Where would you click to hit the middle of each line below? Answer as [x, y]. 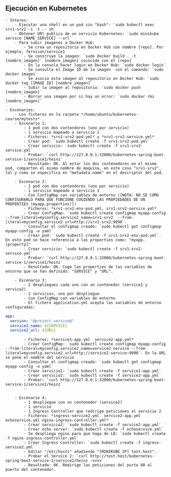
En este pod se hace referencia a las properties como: [66, 240]
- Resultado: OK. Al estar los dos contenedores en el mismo [90, 163]
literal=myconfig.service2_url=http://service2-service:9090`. [74, 353]
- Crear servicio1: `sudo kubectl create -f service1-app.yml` [92, 371]
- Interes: [17, 20]
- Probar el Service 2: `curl [56, 456]
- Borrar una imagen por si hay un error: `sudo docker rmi [89, 96]
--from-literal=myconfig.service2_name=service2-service [67, 349]
